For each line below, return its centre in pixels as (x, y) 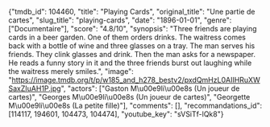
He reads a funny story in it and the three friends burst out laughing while (130, 63)
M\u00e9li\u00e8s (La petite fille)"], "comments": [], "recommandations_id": (135, 105)
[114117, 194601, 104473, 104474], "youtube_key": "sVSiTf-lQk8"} (116, 114)
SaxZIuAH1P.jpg (35, 88)
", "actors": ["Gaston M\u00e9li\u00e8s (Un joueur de (150, 88)
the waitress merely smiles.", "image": (71, 71)
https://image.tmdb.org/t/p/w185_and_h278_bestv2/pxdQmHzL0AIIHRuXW (136, 80)
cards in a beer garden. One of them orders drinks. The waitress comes (127, 37)
